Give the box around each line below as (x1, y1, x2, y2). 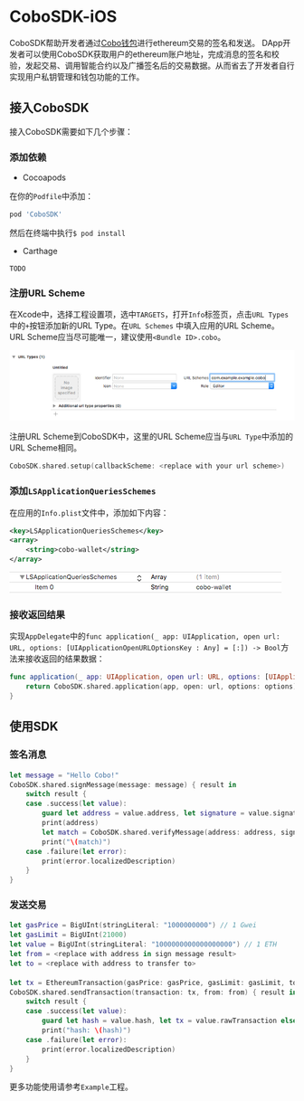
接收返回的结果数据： (24, 653, 105, 664)
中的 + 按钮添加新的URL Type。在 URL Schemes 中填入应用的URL (9, 320, 240, 331)
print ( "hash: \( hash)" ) (42, 1026, 131, 1035)
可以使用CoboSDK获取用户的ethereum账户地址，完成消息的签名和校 (24, 48, 280, 60)
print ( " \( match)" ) (42, 837, 111, 847)
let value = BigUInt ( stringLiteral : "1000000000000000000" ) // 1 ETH (9, 940, 278, 949)
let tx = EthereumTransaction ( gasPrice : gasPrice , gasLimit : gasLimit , (9, 978, 285, 987)
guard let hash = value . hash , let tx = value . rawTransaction (42, 1016, 278, 1026)
